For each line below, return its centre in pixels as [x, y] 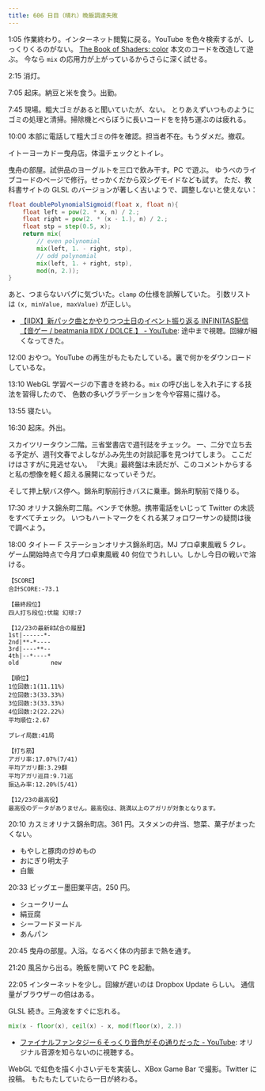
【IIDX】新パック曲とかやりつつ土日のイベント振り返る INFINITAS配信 [134, 321]
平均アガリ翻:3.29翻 [38, 768]
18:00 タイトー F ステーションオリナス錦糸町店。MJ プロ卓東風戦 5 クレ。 [129, 545]
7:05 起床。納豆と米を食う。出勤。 [64, 93]
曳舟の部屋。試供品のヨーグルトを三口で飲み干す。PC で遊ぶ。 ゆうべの [125, 169]
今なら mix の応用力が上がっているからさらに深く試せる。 [117, 59]
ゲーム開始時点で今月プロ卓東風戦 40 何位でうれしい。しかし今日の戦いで [129, 554]
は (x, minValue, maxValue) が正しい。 [72, 304]
